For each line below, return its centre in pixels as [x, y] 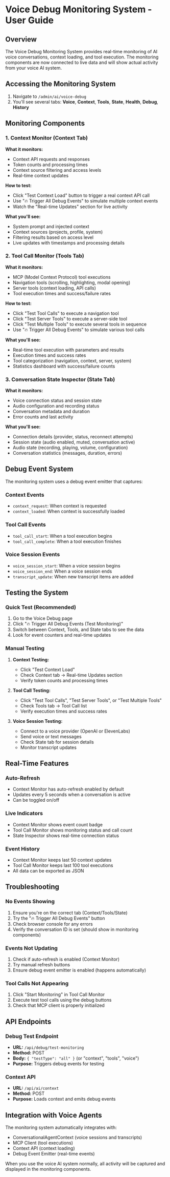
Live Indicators [24, 814]
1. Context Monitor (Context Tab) [47, 138]
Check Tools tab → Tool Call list [54, 705]
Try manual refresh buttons [41, 965]
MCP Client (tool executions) [43, 1143]
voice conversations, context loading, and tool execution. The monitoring [82, 57]
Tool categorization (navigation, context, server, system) [72, 360]
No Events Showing [30, 902]
